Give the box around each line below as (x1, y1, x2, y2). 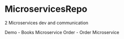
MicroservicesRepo (4, 3, 88, 15)
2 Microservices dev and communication (4, 20, 89, 26)
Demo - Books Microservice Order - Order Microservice (4, 29, 120, 35)
